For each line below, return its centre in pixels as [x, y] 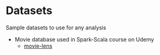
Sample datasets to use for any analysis [56, 28]
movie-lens [38, 46]
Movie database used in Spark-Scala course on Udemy [84, 39]
